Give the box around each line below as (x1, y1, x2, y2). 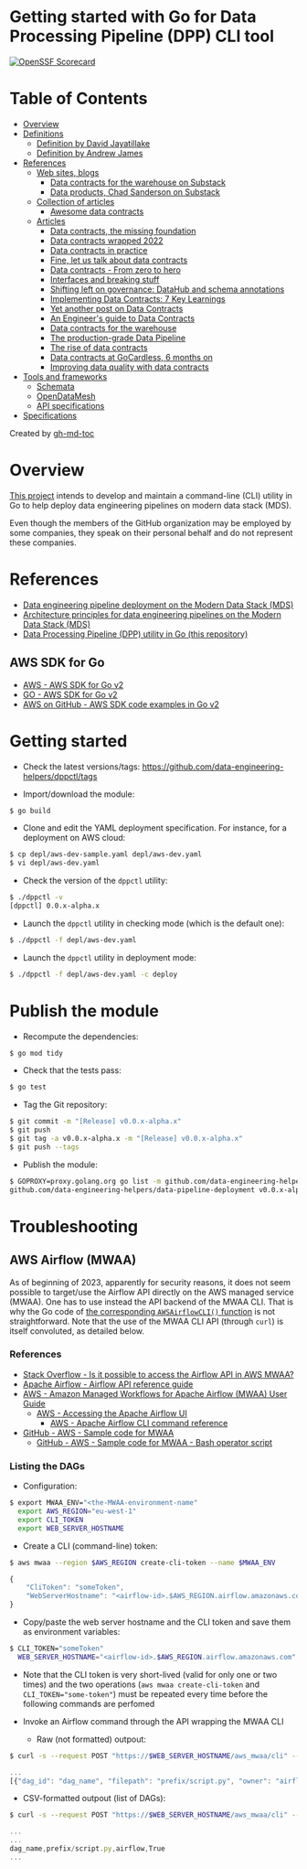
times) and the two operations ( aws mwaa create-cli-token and (22, 1679, 260, 1690)
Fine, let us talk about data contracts (49, 254, 188, 265)
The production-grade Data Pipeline (49, 332, 185, 343)
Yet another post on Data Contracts (49, 303, 184, 314)
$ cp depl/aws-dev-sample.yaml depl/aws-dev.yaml (9, 850, 203, 859)
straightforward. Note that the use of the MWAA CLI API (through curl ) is (9, 1316, 284, 1327)
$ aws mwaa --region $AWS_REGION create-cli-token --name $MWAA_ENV (9, 1558, 276, 1567)
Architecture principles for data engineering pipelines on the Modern (22, 608, 281, 619)
